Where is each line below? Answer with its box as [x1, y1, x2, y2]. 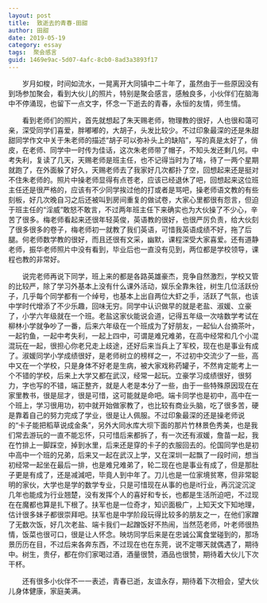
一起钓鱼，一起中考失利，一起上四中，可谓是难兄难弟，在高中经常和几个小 [8, 330, 252, 340]
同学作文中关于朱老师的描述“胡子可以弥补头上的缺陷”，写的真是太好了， [14, 135, 252, 145]
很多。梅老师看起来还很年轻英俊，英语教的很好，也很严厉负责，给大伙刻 [21, 215, 259, 224]
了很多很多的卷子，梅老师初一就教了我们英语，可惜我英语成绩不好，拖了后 [8, 224, 252, 234]
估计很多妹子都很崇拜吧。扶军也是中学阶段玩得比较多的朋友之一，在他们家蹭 [8, 509, 259, 519]
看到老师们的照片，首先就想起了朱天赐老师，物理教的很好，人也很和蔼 [22, 115, 252, 125]
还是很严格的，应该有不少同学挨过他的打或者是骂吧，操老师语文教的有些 [21, 184, 259, 195]
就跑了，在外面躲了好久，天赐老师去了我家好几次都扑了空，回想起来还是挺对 [8, 164, 259, 175]
